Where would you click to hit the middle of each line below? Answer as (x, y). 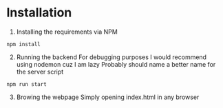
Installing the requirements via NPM (67, 32)
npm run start (27, 84)
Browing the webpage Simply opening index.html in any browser (108, 97)
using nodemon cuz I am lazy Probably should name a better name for (116, 64)
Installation (39, 13)
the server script (40, 72)
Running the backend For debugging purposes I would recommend (111, 57)
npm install (23, 44)
